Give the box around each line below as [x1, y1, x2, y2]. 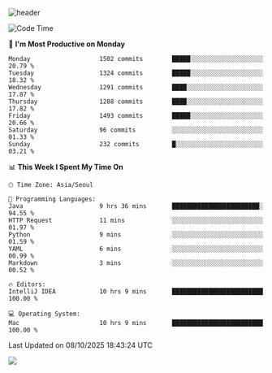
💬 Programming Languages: [8, 195, 96, 203]
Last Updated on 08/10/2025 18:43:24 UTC [8, 340, 153, 349]
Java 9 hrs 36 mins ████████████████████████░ [8, 202, 264, 210]
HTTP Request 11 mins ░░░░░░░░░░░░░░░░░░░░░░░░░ [8, 216, 264, 224]
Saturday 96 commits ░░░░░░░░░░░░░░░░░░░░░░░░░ [8, 126, 264, 134]
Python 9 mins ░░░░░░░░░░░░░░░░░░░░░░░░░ [8, 231, 264, 239]
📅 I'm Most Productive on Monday [8, 39, 126, 49]
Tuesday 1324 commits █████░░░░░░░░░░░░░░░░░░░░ [8, 69, 264, 77]
